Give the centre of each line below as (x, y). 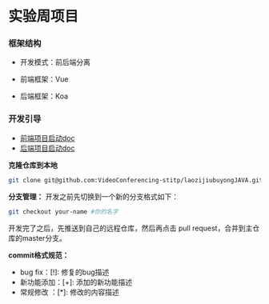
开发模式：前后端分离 (55, 62)
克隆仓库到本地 (33, 165)
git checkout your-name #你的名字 (63, 212)
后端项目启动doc (47, 148)
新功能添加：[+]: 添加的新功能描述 (76, 282)
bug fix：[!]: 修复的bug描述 (64, 272)
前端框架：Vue (44, 79)
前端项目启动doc (47, 138)
